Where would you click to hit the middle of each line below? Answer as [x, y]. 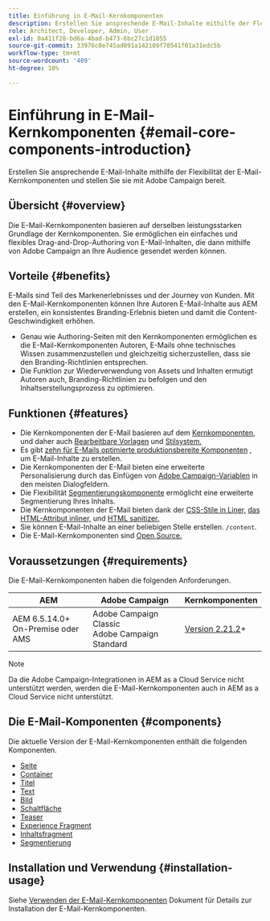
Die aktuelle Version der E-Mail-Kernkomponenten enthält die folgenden [128, 741]
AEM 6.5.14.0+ [41, 619]
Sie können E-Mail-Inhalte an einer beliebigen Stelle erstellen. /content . [138, 527]
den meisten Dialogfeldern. [65, 484]
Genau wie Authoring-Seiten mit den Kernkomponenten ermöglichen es [138, 337]
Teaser [31, 817]
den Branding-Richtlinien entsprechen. [84, 363]
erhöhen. [80, 321]
